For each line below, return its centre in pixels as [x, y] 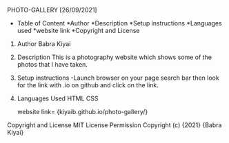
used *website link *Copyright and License [78, 31]
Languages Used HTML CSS [58, 98]
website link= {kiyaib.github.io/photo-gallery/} [82, 112]
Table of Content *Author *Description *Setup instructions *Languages [119, 23]
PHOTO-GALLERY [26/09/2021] [52, 10]
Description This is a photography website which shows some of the [114, 57]
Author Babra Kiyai [44, 44]
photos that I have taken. [52, 64]
